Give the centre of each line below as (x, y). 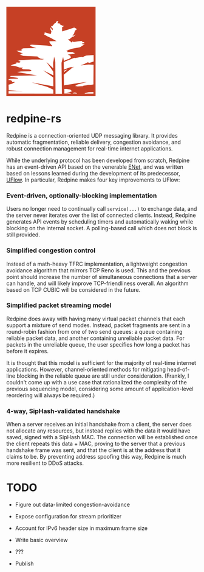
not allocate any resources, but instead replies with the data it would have (98, 431)
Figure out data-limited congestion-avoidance (73, 505)
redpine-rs (34, 119)
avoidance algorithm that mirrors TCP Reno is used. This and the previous (99, 270)
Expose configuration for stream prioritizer (68, 517)
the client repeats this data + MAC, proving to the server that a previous (96, 444)
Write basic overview (41, 540)
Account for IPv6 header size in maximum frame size (81, 528)
